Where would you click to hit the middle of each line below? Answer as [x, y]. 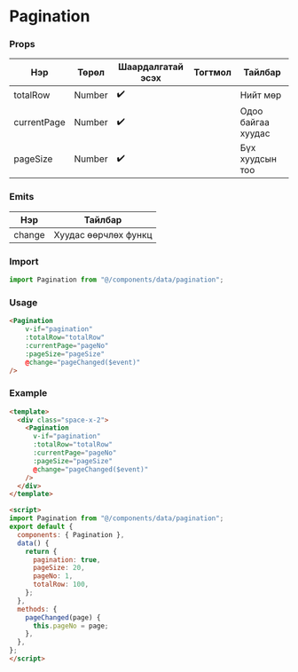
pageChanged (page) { [63, 617]
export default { [41, 527]
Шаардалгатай [151, 67]
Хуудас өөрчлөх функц [103, 234]
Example [28, 393]
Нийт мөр [261, 95]
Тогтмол [213, 73]
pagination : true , [67, 560]
